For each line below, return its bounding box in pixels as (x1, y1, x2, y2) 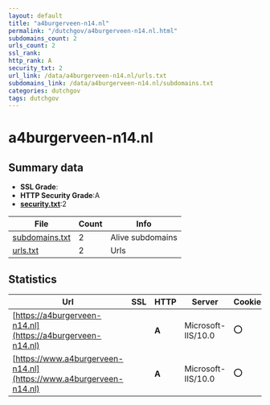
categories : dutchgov (8, 86, 81, 95)
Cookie (233, 296, 261, 308)
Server (191, 296, 219, 308)
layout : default (8, 11, 63, 20)
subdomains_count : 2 (8, 34, 78, 43)
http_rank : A (8, 57, 52, 65)
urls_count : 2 (8, 42, 56, 50)
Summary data (8, 160, 84, 174)
